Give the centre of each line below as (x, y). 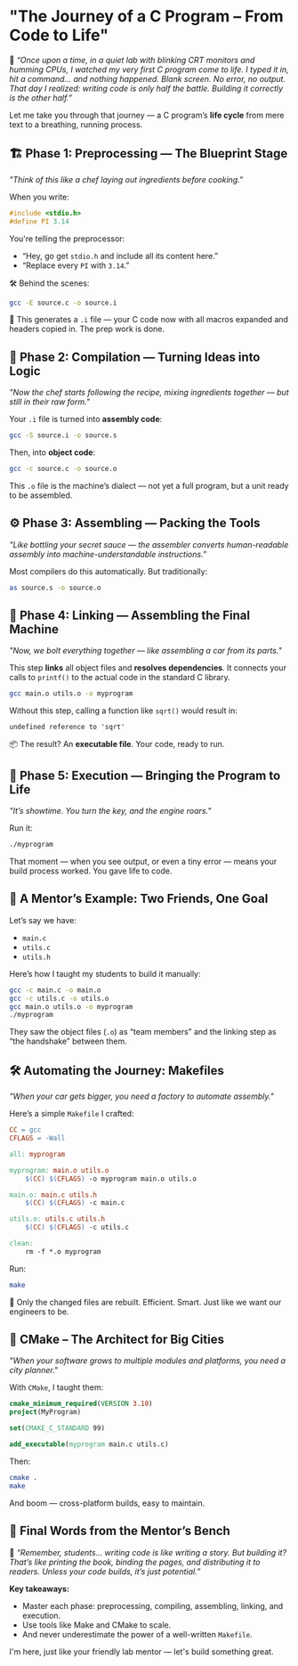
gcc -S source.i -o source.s (63, 435)
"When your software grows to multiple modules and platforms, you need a (148, 1361)
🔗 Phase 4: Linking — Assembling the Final (130, 616)
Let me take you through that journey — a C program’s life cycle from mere (147, 115)
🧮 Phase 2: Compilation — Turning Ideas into (135, 357)
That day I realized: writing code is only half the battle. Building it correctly (146, 88)
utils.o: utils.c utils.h (57, 1219)
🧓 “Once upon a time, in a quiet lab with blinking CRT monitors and (132, 60)
